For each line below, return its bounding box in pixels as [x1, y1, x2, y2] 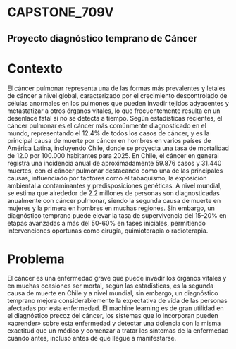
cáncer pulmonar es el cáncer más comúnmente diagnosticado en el [7, 121, 206, 130]
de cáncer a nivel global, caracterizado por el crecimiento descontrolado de [7, 91, 228, 99]
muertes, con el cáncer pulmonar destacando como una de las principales [7, 166, 223, 175]
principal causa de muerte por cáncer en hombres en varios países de [7, 136, 211, 145]
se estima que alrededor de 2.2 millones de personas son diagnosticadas [7, 188, 220, 197]
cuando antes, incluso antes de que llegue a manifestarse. [7, 334, 177, 343]
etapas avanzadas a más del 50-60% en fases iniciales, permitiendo [7, 219, 206, 227]
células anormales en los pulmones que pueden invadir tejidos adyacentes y [7, 99, 229, 107]
